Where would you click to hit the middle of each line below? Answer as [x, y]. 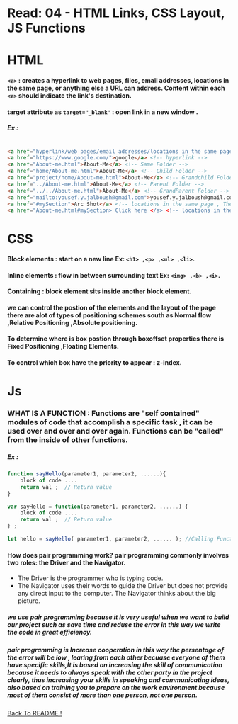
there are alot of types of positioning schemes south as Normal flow [109, 315]
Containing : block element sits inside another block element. [100, 291]
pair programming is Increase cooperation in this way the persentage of [116, 650]
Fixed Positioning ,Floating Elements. [63, 346]
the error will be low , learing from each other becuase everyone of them [116, 657]
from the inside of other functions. [68, 440]
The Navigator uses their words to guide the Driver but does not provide [123, 586]
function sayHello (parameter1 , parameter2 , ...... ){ [87, 474]
